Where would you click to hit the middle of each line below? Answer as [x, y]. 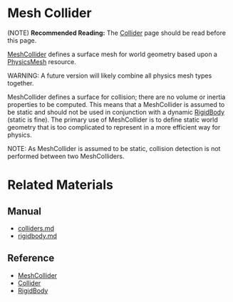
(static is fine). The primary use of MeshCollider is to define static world [113, 120]
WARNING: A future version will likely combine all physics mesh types [110, 75]
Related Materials [61, 185]
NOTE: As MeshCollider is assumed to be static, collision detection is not [114, 148]
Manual [24, 211]
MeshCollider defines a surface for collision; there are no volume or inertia [116, 97]
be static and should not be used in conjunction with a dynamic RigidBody [116, 112]
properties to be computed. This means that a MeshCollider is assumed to [116, 104]
